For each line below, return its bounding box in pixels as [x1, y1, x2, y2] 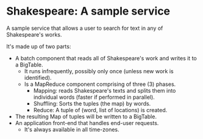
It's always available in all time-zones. [24, 126, 120, 133]
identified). [24, 74, 52, 81]
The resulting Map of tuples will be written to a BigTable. [15, 113, 157, 120]
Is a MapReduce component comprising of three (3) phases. [24, 80, 176, 88]
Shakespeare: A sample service [6, 4, 171, 18]
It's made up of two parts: [6, 43, 71, 50]
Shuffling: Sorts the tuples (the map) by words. [33, 99, 151, 107]
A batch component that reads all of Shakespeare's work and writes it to [15, 54, 197, 62]
